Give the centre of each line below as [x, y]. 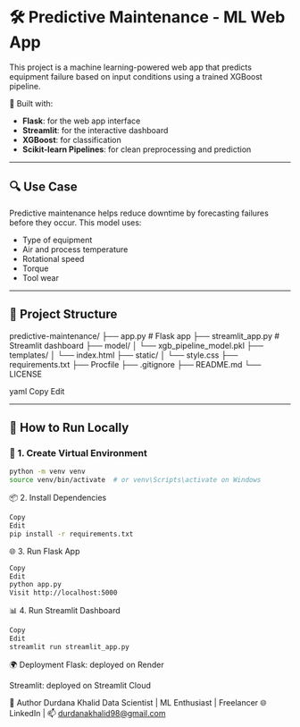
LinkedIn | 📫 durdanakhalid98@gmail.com [87, 713]
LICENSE [26, 374]
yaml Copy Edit [37, 391]
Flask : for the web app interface [81, 121]
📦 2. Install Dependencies [58, 498]
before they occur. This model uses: [75, 222]
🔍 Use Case [43, 187]
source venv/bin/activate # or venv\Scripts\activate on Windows [135, 480]
